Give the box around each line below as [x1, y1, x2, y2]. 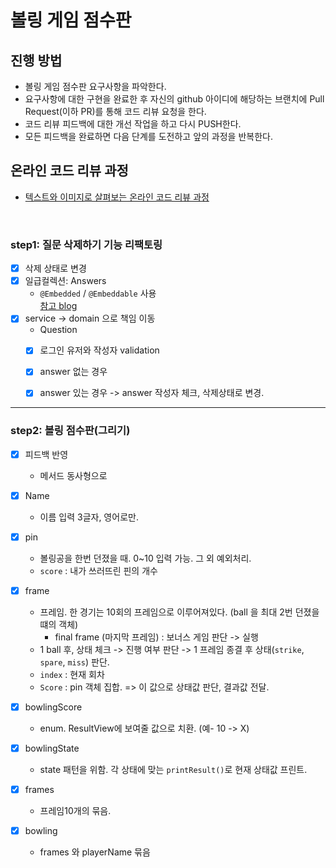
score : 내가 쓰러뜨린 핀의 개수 [39, 564, 158, 576]
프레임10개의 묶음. [39, 805, 112, 817]
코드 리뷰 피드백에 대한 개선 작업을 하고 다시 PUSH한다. [24, 118, 242, 130]
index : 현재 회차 [39, 669, 105, 681]
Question [39, 324, 78, 336]
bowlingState [24, 742, 80, 755]
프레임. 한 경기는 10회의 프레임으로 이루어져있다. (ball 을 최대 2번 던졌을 [39, 606, 320, 618]
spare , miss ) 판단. [39, 656, 110, 668]
